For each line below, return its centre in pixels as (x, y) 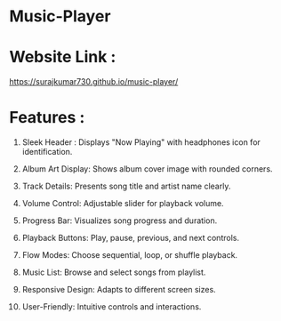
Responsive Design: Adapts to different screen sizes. (119, 290)
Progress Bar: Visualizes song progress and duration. (120, 221)
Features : (47, 118)
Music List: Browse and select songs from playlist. (114, 272)
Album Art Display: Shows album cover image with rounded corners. (147, 169)
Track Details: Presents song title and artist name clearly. (126, 186)
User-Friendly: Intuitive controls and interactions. (112, 307)
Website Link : (63, 57)
